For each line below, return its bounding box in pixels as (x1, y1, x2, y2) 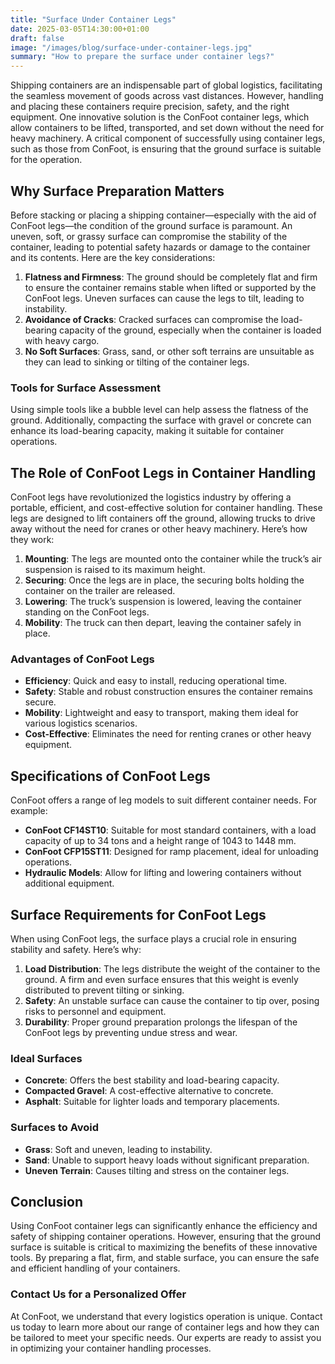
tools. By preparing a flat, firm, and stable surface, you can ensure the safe (10, 1252, 320, 1264)
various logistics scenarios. (24, 717, 138, 730)
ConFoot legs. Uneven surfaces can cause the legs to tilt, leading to (24, 292, 305, 304)
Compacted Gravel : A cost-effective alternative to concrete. (24, 1085, 274, 1097)
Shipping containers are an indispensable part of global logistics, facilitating (10, 79, 323, 91)
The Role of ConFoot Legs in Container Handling (10, 464, 317, 481)
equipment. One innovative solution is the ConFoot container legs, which (10, 111, 310, 123)
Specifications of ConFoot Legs (10, 767, 211, 785)
